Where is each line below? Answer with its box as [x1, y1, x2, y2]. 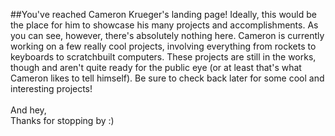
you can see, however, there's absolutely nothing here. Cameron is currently [10, 30, 325, 41]
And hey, [10, 104, 47, 116]
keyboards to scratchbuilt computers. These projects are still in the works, [10, 51, 317, 63]
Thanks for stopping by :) [10, 115, 115, 126]
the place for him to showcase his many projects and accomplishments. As [10, 19, 319, 31]
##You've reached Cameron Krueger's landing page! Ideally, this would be [10, 9, 317, 20]
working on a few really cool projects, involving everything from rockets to [10, 40, 317, 52]
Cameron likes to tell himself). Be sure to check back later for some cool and [10, 72, 325, 84]
